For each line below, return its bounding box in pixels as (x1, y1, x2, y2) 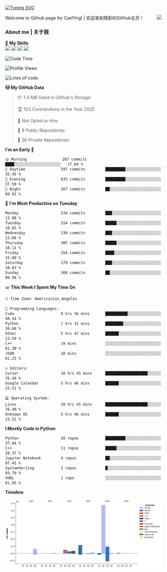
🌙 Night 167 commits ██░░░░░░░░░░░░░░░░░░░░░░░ (5, 187, 162, 192)
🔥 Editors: (5, 366, 28, 371)
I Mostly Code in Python (5, 425, 56, 432)
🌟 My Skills (5, 40, 29, 46)
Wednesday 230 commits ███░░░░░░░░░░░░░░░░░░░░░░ (5, 231, 162, 236)
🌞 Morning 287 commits (5, 157, 87, 162)
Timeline (5, 490, 24, 495)
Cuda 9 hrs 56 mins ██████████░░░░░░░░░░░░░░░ (5, 311, 162, 317)
